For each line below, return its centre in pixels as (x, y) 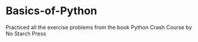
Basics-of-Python (51, 11)
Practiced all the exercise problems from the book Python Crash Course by (99, 27)
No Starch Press (26, 33)
